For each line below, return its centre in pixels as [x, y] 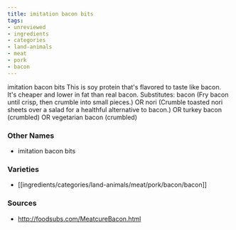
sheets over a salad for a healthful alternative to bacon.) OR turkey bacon [115, 109]
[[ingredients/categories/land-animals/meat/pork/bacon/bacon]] [112, 185]
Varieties [23, 169]
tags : [15, 21]
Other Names [31, 136]
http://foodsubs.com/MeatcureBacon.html [79, 219]
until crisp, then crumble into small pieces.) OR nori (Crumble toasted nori [115, 102]
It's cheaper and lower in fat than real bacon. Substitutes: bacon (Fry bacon [118, 94]
